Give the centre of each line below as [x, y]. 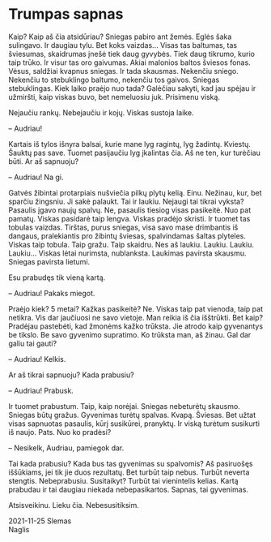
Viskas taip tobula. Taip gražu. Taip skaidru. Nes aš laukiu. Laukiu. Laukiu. [131, 244]
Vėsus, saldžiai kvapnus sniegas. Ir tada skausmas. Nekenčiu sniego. [123, 71]
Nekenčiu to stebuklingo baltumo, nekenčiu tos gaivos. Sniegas [114, 80]
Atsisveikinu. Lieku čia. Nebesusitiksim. [74, 505]
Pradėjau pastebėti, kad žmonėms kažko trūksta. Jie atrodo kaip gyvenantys [136, 326]
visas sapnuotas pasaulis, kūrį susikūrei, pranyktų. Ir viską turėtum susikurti [134, 424]
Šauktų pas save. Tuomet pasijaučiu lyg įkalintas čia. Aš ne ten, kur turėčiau [134, 153]
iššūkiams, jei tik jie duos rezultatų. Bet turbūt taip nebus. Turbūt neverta [129, 472]
